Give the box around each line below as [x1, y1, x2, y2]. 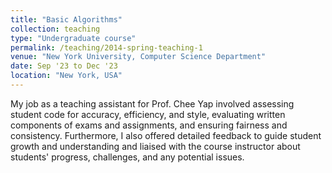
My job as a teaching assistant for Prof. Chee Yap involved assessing [10, 97, 295, 110]
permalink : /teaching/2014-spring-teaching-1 [10, 42, 203, 53]
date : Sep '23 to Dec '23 [10, 61, 118, 71]
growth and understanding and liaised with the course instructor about [10, 140, 301, 152]
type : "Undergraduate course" [10, 33, 137, 43]
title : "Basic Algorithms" [10, 14, 123, 25]
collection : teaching [10, 24, 101, 34]
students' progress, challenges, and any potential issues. [10, 151, 245, 163]
